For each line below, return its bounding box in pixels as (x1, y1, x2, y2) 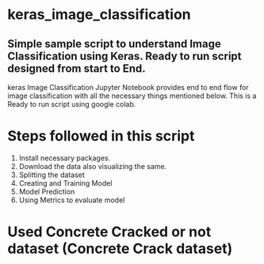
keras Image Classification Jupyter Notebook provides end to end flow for (7, 83, 249, 92)
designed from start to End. (7, 62, 146, 75)
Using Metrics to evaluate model (18, 195, 125, 205)
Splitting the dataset (18, 170, 85, 179)
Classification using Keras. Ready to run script (7, 49, 242, 62)
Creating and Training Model (18, 178, 113, 187)
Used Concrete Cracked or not (7, 223, 212, 241)
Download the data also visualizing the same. (18, 161, 167, 171)
